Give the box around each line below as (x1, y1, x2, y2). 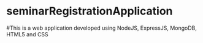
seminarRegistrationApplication (6, 4, 173, 18)
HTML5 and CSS (6, 30, 49, 38)
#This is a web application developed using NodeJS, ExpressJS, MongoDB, (6, 24, 197, 31)
